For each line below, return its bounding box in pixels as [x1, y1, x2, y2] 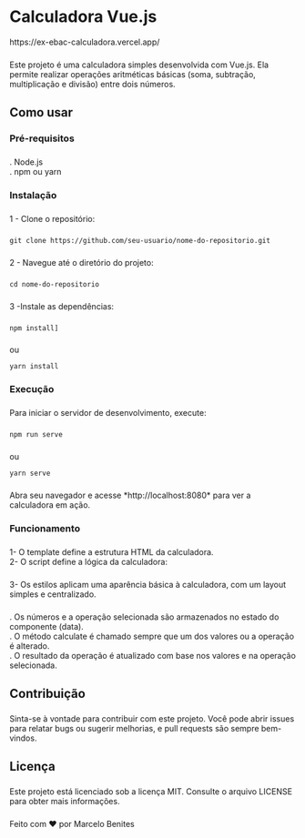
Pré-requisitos [9, 132, 75, 145]
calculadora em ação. [9, 500, 91, 510]
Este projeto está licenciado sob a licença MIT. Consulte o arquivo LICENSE [9, 786, 293, 797]
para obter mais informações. [9, 796, 120, 807]
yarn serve [9, 469, 51, 479]
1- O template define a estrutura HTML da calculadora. [9, 546, 214, 557]
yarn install [9, 362, 59, 371]
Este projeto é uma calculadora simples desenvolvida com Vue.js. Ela [9, 59, 269, 70]
